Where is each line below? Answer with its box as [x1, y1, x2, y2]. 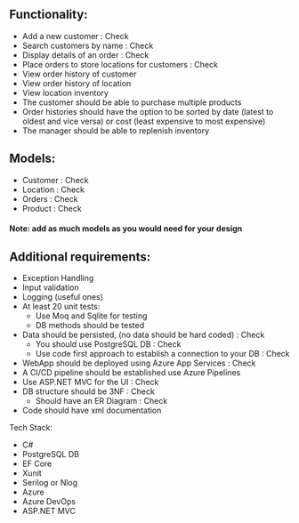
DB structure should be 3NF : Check [21, 386, 156, 397]
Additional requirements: [9, 249, 151, 264]
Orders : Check [21, 193, 78, 204]
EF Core [21, 458, 53, 470]
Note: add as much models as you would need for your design [9, 223, 243, 234]
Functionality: [9, 7, 88, 22]
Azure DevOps [21, 496, 77, 507]
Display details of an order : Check [21, 49, 149, 60]
